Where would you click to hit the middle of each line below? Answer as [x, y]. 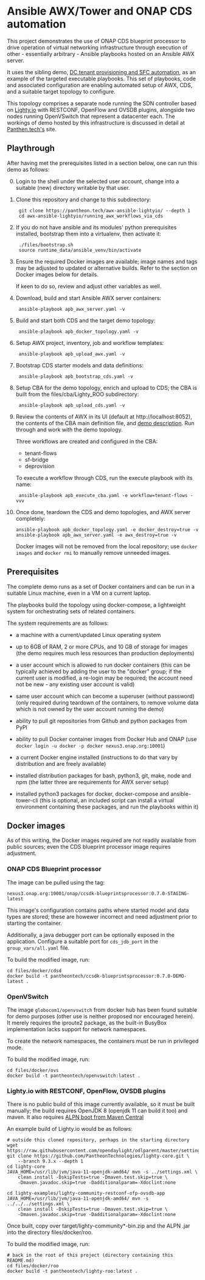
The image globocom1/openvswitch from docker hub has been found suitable [102, 1010]
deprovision [40, 466]
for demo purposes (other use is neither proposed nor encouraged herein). [101, 1016]
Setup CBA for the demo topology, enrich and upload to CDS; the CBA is [106, 388]
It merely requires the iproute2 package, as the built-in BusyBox [87, 1023]
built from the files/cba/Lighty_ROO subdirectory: [77, 394]
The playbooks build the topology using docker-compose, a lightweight [96, 605]
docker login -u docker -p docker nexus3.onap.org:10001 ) [90, 745]
